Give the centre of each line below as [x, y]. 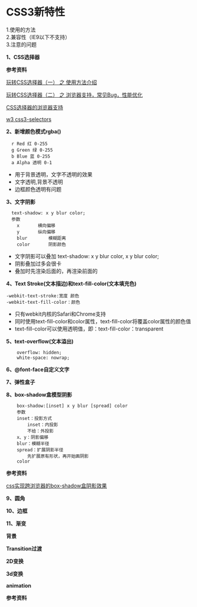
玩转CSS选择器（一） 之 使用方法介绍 [52, 82]
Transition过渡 [24, 548]
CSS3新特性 [36, 12]
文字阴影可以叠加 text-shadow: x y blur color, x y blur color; [87, 256]
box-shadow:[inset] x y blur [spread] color [72, 406]
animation [19, 585]
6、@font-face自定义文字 [38, 369]
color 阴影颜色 [42, 244]
